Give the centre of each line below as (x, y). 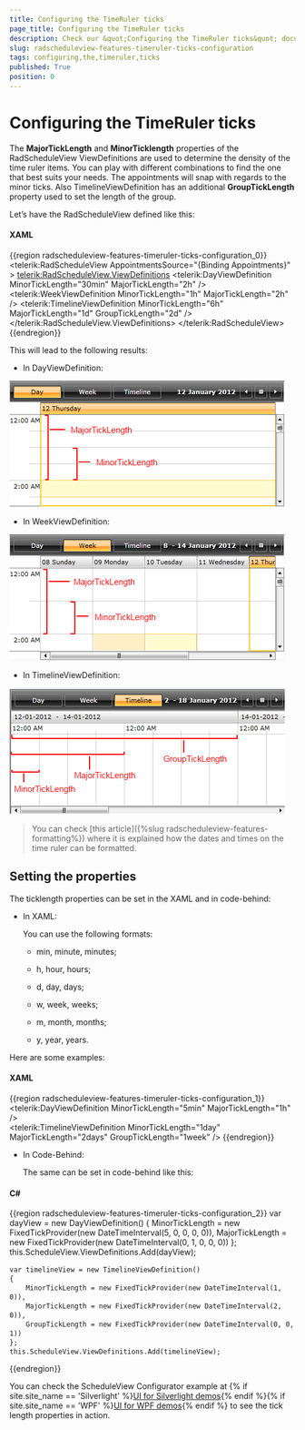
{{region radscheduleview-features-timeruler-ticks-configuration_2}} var (145, 1213)
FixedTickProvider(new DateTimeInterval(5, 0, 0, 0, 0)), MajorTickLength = (148, 1232)
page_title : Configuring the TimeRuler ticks (97, 29)
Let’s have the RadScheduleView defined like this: (102, 214)
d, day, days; (60, 987)
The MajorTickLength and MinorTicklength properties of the (124, 148)
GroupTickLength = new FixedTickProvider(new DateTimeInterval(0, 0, (160, 1324)
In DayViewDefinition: (63, 368)
